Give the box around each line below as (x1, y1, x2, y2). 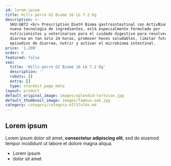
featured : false (5, 55, 40, 60)
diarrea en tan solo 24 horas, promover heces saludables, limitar (10, 36, 156, 41)
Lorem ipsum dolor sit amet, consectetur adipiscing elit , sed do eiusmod (5, 135, 159, 141)
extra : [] (10, 79, 31, 84)
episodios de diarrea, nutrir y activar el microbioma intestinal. (10, 41, 156, 46)
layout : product (5, 88, 40, 93)
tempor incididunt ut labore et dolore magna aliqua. (5, 140, 113, 146)
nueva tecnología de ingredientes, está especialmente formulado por (10, 27, 160, 32)
